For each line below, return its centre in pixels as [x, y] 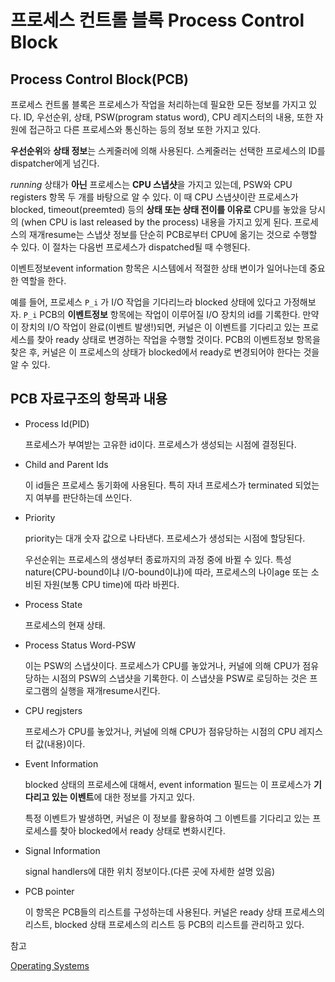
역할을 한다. [43, 280]
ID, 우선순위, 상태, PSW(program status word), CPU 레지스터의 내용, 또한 [168, 117]
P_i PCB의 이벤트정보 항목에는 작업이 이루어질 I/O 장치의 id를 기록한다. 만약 [171, 314]
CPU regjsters [53, 710]
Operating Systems [50, 965]
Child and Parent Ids [66, 464]
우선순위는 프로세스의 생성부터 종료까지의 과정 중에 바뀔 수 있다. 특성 [158, 559]
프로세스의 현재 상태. [65, 625]
